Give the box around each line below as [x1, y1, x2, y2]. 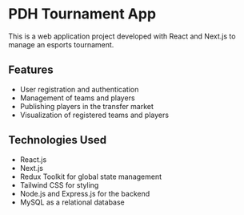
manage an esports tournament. [8, 39, 114, 49]
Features [8, 63, 54, 77]
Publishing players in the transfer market [19, 101, 154, 111]
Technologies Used [8, 133, 106, 147]
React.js [19, 154, 47, 164]
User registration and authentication [19, 84, 139, 94]
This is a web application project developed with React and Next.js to [8, 31, 236, 41]
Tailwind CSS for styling [19, 180, 99, 189]
